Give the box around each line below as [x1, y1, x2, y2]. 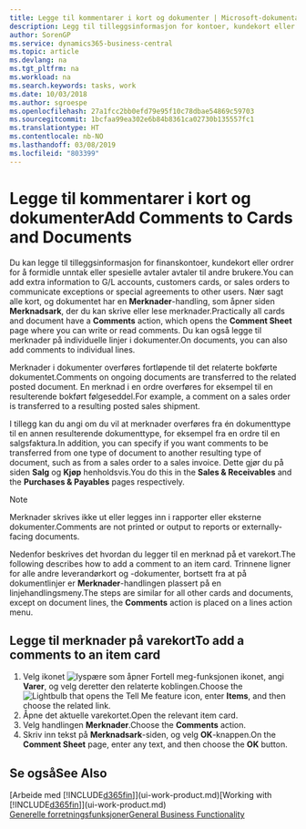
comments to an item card [9, 647, 161, 662]
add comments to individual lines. [9, 343, 136, 355]
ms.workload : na [9, 73, 71, 82]
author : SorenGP [9, 30, 71, 39]
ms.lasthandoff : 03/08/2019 [9, 140, 117, 149]
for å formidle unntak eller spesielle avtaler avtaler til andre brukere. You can [9, 266, 294, 278]
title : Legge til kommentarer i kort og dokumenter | [9, 13, 219, 23]
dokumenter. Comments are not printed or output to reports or [9, 521, 240, 532]
